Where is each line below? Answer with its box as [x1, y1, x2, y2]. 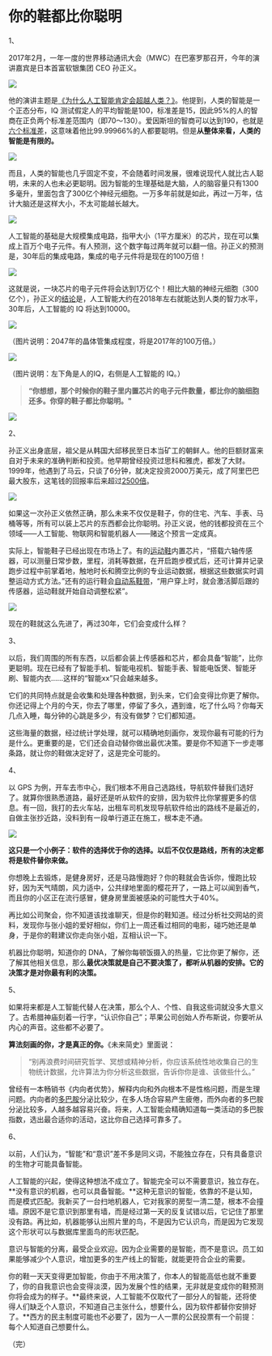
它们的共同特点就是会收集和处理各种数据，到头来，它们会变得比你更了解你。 [8, 690, 264, 700]
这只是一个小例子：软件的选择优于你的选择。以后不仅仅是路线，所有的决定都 [8, 845, 264, 855]
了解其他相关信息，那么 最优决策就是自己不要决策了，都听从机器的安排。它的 [8, 957, 264, 967]
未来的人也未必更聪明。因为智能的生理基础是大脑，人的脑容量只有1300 [22, 178, 259, 188]
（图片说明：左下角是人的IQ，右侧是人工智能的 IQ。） [8, 368, 185, 378]
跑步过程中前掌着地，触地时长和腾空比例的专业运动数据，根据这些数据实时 [8, 566, 257, 576]
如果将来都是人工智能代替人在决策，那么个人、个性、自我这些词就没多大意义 [8, 1001, 264, 1012]
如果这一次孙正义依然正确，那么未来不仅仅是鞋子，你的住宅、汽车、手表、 [8, 508, 257, 518]
